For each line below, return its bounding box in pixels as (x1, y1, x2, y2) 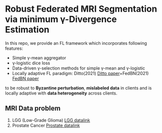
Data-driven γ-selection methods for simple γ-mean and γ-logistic (12, 65, 145, 71)
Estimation (5, 24, 50, 35)
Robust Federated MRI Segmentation (5, 3, 158, 15)
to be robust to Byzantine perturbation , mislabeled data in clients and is (5, 85, 152, 91)
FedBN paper (12, 76, 39, 81)
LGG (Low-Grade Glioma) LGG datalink (12, 117, 90, 123)
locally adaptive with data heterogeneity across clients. (5, 90, 118, 96)
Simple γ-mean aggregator (12, 55, 66, 60)
